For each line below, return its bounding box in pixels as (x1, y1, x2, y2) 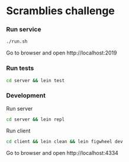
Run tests (6, 64, 34, 72)
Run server (6, 105, 33, 112)
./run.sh (6, 38, 28, 45)
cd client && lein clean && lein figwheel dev (6, 138, 123, 144)
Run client (6, 127, 31, 134)
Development (6, 92, 46, 100)
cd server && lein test (6, 77, 65, 83)
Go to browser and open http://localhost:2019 (6, 49, 117, 57)
